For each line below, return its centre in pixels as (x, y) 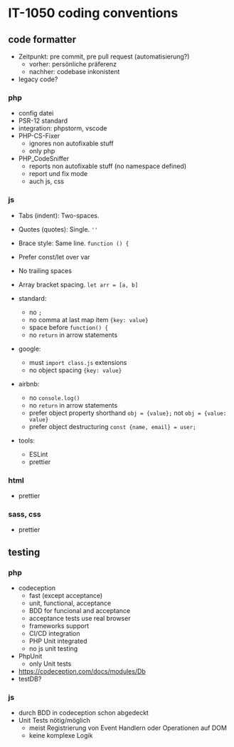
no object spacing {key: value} (75, 370)
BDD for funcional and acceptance (80, 610)
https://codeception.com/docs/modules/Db (82, 671)
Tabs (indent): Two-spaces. (59, 215)
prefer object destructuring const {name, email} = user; (112, 426)
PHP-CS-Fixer (39, 136)
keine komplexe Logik (61, 736)
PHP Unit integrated (58, 641)
